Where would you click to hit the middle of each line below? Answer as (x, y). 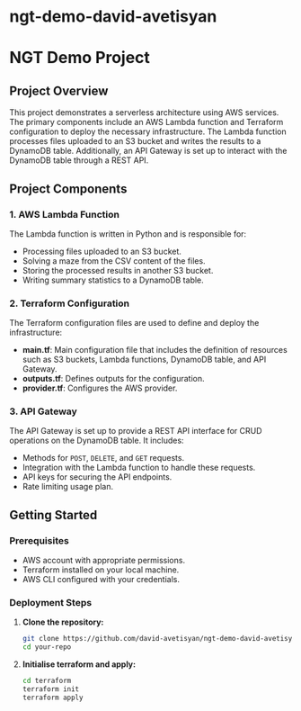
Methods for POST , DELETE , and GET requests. (103, 458)
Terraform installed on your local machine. (101, 570)
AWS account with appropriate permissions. (104, 561)
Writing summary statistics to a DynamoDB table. (113, 280)
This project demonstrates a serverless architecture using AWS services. (144, 112)
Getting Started (53, 515)
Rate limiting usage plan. (68, 487)
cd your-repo (47, 647)
